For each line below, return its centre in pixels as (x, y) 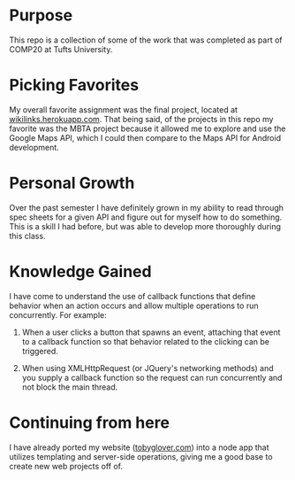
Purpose (41, 15)
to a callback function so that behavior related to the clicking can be (146, 341)
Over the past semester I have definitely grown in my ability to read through (147, 207)
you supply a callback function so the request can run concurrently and (152, 377)
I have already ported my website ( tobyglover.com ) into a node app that (139, 447)
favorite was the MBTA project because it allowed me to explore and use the (147, 128)
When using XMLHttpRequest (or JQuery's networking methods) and (147, 368)
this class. (27, 236)
